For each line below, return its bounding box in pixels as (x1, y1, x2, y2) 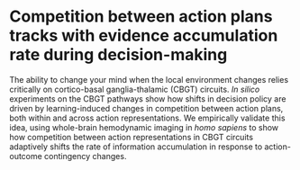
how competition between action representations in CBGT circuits (9, 131, 254, 142)
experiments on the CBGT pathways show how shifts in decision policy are (9, 93, 286, 104)
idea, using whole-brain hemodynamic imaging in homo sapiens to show (9, 121, 279, 132)
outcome (9, 150, 42, 161)
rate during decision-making (9, 45, 228, 65)
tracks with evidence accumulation (9, 25, 278, 46)
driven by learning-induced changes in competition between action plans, (9, 103, 284, 113)
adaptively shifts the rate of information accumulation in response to (9, 141, 263, 152)
